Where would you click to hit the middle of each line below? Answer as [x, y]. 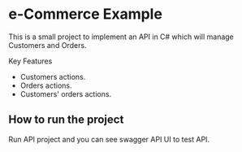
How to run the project [66, 120]
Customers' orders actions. [66, 93]
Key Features [30, 61]
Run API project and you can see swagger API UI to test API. [109, 139]
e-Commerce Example [85, 14]
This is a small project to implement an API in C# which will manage [121, 37]
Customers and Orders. [48, 45]
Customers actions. [53, 76]
